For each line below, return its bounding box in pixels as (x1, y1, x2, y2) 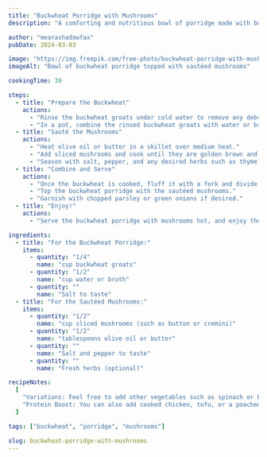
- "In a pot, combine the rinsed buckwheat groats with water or (29, 121, 250, 129)
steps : (8, 91, 30, 99)
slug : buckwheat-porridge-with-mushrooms (8, 436, 148, 445)
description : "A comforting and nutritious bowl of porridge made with (8, 19, 250, 27)
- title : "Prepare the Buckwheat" (15, 99, 130, 107)
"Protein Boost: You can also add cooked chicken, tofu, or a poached (22, 401, 261, 409)
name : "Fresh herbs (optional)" (37, 364, 145, 372)
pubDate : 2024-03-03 (8, 41, 77, 48)
